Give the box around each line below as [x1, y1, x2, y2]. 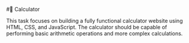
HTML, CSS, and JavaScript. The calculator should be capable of [6, 24, 167, 30]
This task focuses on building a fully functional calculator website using [6, 17, 183, 24]
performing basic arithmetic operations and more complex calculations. [6, 30, 183, 37]
